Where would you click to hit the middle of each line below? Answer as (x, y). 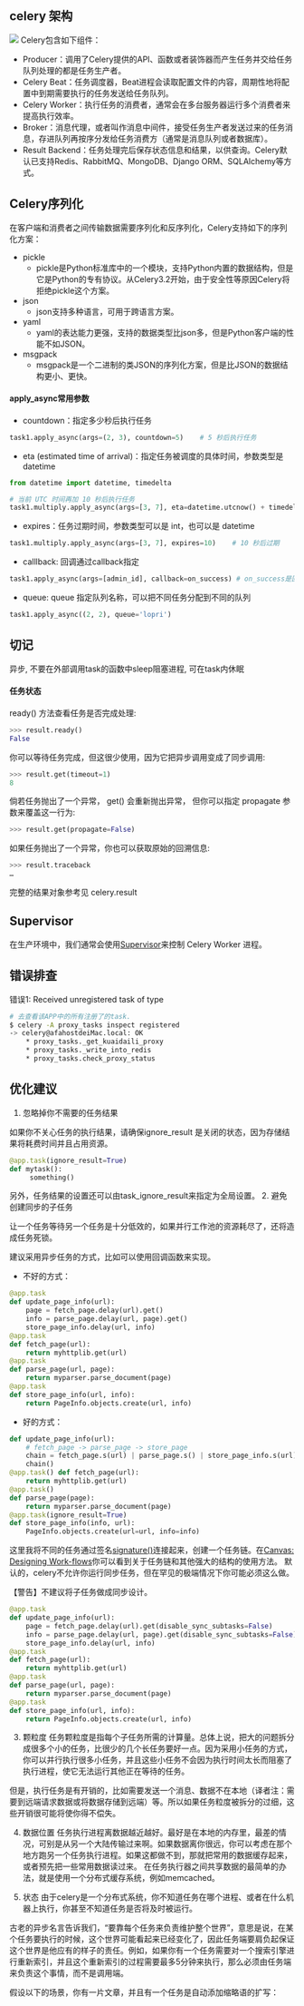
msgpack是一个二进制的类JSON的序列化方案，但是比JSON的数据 (158, 365)
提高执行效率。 (50, 115)
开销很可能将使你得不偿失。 (68, 1814)
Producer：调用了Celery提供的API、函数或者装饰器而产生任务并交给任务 (157, 59)
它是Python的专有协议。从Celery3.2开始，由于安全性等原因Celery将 (163, 279)
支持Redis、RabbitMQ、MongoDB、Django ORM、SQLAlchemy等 (161, 161)
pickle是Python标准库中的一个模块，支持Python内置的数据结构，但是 (165, 268)
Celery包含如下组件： (61, 40)
